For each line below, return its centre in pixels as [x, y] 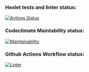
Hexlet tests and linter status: [41, 7]
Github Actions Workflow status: [45, 54]
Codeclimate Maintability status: [45, 31]
